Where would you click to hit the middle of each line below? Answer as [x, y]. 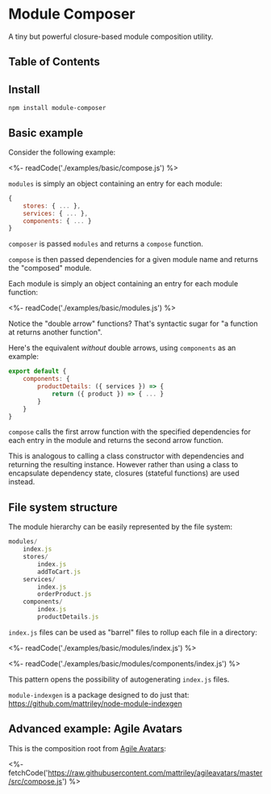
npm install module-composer [57, 108]
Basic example [46, 133]
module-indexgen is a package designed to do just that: [99, 695]
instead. [22, 482]
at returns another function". [56, 332]
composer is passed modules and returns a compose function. [106, 244]
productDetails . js [68, 617]
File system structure [63, 507]
